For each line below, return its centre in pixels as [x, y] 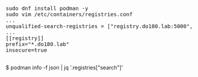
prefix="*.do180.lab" [38, 44]
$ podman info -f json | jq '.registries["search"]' [64, 67]
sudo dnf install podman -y [47, 8]
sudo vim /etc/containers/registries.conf [69, 14]
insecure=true [26, 50]
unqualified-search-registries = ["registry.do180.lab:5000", [99, 26]
